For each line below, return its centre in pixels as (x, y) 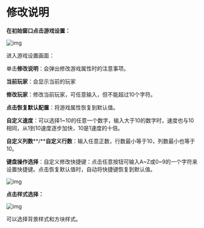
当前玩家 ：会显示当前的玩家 (41, 81)
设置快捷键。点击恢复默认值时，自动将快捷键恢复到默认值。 (81, 169)
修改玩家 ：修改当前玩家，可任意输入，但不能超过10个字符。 (81, 94)
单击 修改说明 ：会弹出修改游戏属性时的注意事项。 (68, 68)
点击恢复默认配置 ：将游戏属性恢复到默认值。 (62, 107)
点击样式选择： (25, 194)
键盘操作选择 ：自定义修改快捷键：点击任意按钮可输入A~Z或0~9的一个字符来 (102, 161)
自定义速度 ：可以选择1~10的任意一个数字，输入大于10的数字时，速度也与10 (100, 120)
